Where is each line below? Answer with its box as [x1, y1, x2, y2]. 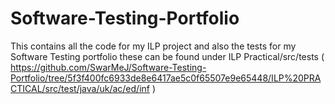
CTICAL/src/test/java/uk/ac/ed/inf [10, 82, 150, 94]
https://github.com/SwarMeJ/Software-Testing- [10, 61, 207, 73]
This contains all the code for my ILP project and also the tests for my [10, 40, 297, 52]
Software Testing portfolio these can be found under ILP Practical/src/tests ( [10, 50, 325, 62]
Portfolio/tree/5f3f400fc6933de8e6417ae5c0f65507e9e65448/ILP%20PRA [10, 72, 322, 84]
